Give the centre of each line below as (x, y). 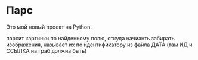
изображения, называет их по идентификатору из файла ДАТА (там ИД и (99, 45)
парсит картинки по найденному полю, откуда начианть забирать (90, 38)
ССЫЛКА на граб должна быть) (47, 50)
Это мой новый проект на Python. (49, 27)
